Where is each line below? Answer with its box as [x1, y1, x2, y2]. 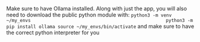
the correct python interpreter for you [6, 29, 100, 36]
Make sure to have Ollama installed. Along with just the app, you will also [6, 5, 187, 12]
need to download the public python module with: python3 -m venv [6, 11, 172, 18]
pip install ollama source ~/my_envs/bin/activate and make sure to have [6, 23, 195, 30]
